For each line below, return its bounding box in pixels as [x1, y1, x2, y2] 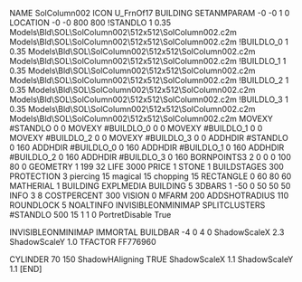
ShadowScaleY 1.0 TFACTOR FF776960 [9, 237, 156, 247]
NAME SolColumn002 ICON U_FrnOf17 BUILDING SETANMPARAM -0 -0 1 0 [9, 8, 290, 18]
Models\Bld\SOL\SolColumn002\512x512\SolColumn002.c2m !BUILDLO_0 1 [9, 36, 289, 47]
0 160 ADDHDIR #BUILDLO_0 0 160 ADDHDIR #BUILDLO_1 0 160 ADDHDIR [9, 142, 285, 153]
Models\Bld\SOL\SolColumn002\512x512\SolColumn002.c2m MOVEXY [9, 113, 274, 124]
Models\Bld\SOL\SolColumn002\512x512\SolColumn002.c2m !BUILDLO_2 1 [9, 75, 289, 85]
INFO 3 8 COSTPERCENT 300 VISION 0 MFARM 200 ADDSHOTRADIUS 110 [9, 190, 289, 201]
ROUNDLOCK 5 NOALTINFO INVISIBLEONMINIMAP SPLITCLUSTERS [9, 200, 266, 211]
